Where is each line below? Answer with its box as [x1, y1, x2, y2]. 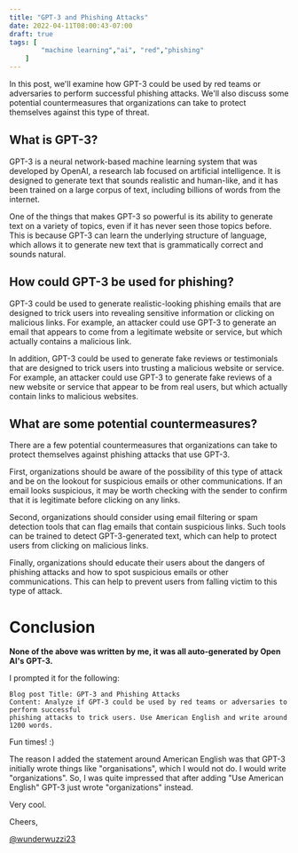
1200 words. [9, 721, 53, 731]
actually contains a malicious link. [9, 336, 132, 346]
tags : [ [9, 37, 38, 47]
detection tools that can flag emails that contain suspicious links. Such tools [9, 521, 286, 533]
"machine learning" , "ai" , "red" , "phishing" [41, 46, 204, 55]
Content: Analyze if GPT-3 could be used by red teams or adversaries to [9, 698, 288, 707]
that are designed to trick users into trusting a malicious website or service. [9, 362, 285, 373]
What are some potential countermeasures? [9, 416, 258, 431]
